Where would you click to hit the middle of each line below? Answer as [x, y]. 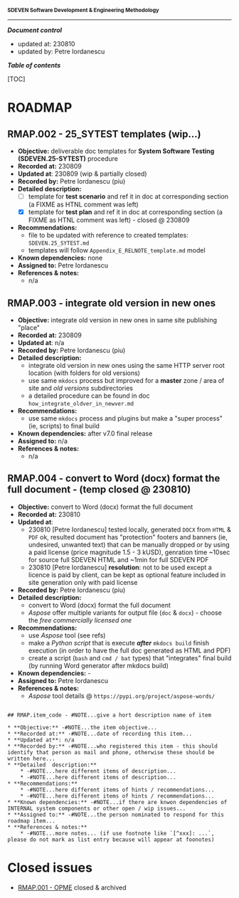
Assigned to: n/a [42, 440]
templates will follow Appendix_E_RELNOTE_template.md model [117, 250]
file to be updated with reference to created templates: [108, 236]
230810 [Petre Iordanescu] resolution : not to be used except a [120, 567]
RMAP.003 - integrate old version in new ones [111, 303]
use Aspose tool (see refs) [67, 635]
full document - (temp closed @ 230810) [99, 490]
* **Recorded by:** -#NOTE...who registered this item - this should [113, 746]
